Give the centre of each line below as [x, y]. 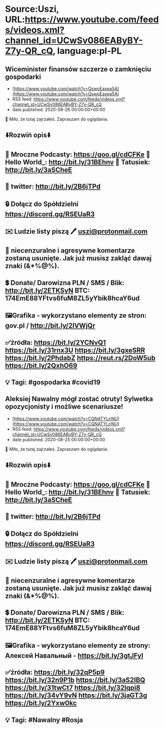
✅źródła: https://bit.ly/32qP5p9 [55, 673]
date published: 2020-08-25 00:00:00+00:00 [59, 439]
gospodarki [23, 77]
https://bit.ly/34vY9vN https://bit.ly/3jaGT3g [76, 696]
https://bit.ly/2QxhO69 [41, 365]
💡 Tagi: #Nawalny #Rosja [44, 720]
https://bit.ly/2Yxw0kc [41, 703]
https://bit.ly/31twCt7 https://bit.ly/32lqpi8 [73, 688]
